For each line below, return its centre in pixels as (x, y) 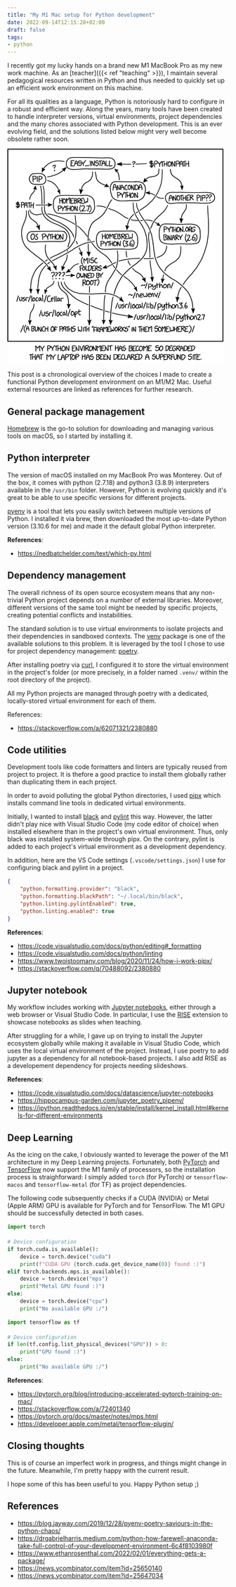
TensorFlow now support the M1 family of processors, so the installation (111, 1169)
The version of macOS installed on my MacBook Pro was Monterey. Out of (115, 475)
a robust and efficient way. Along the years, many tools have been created (115, 109)
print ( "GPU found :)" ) (53, 1352)
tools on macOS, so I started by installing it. (70, 436)
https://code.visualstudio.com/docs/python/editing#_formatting (109, 946)
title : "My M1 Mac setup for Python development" (81, 15)
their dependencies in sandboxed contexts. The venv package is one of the (117, 636)
